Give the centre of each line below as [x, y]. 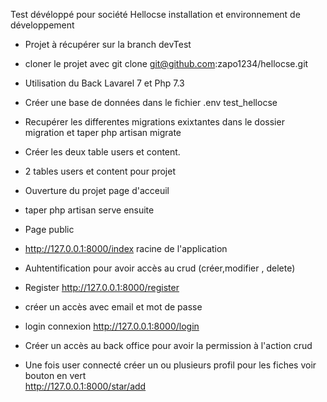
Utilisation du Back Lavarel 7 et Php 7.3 [104, 83]
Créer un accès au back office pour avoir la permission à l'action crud [168, 345]
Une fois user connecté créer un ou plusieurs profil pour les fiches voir [170, 365]
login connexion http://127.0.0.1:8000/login [112, 326]
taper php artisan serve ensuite [89, 210]
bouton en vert [55, 375]
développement [42, 25]
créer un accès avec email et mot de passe [113, 307]
